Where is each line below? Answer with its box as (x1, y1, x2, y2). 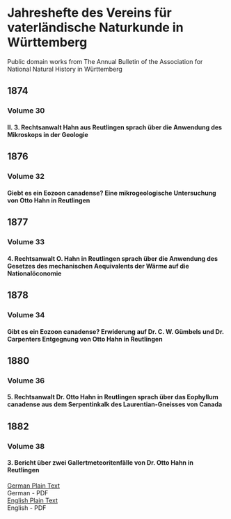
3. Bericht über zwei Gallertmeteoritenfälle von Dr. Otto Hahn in (7, 458, 193, 467)
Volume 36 (7, 376, 45, 385)
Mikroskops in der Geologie (7, 130, 88, 138)
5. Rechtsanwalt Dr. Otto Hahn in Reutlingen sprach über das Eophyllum (7, 393, 218, 401)
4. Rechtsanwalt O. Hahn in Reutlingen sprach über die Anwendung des (7, 254, 218, 262)
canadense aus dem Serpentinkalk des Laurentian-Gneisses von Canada (7, 400, 223, 408)
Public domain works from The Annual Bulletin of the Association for (7, 57, 203, 65)
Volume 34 (7, 310, 45, 319)
